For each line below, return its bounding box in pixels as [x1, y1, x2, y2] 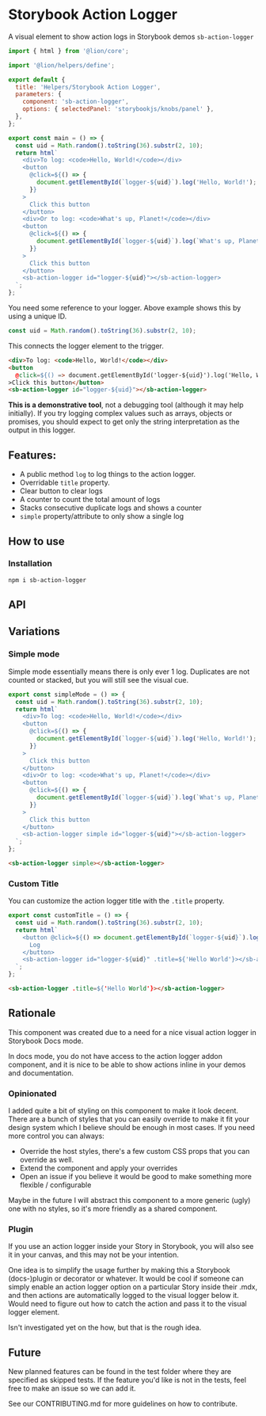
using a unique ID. [8, 311, 67, 322]
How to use [8, 535, 65, 548]
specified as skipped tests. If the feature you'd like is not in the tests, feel [8, 1376, 247, 1385]
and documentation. [8, 1068, 74, 1078]
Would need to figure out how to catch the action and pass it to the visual [8, 1299, 247, 1308]
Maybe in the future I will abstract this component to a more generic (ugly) [8, 1196, 251, 1205]
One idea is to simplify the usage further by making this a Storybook [8, 1266, 231, 1275]
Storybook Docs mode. [8, 1036, 84, 1045]
